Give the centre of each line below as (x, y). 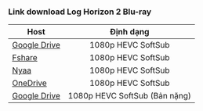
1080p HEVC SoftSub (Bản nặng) (130, 96)
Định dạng (129, 32)
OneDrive (29, 83)
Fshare (25, 58)
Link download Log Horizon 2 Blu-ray (80, 12)
